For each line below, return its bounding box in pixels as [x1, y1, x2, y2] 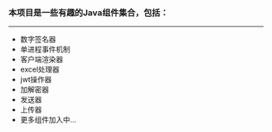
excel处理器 [19, 64, 60, 74]
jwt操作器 [19, 75, 53, 85]
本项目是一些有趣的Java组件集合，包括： [8, 6, 169, 18]
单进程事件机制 [19, 44, 70, 54]
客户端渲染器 [19, 55, 63, 64]
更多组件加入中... [19, 115, 77, 125]
